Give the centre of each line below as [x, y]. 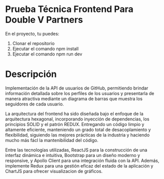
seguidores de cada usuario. [34, 104]
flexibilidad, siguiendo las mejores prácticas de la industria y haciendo [77, 135]
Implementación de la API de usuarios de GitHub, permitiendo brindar [77, 88]
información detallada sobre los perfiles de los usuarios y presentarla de [80, 93]
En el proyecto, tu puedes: [32, 33]
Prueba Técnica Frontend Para [69, 9]
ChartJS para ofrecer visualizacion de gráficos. [54, 171]
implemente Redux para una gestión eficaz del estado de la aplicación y [79, 165]
